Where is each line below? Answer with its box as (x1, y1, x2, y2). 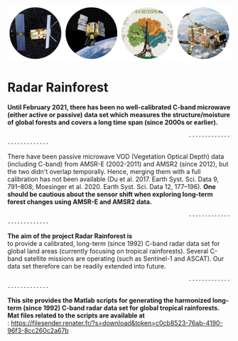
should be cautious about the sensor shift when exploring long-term (7, 190, 213, 199)
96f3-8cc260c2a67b (7, 326, 69, 335)
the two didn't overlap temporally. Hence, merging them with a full (7, 168, 201, 176)
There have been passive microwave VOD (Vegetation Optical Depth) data (7, 152, 225, 161)
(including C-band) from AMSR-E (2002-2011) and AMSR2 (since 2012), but (7, 160, 229, 168)
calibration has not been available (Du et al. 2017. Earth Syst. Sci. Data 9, (7, 175, 219, 183)
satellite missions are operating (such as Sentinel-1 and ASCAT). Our (23, 254, 225, 263)
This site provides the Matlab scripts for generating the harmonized (7, 296, 212, 305)
